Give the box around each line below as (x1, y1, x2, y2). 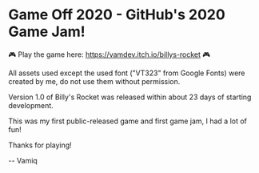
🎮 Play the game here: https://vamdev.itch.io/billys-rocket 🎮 (8, 50, 210, 59)
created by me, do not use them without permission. (8, 76, 181, 86)
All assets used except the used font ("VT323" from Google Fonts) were (8, 68, 245, 78)
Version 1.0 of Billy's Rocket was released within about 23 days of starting (8, 92, 252, 102)
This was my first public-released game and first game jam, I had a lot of (8, 116, 248, 126)
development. (8, 100, 54, 110)
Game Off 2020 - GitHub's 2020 (8, 6, 225, 24)
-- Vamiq (8, 155, 38, 165)
